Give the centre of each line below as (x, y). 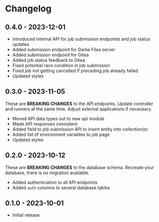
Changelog (28, 9)
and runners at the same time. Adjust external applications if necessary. (79, 109)
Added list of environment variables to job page (61, 134)
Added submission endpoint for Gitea (50, 55)
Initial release (26, 215)
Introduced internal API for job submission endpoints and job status (81, 39)
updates (21, 44)
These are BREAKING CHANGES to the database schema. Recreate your (79, 167)
